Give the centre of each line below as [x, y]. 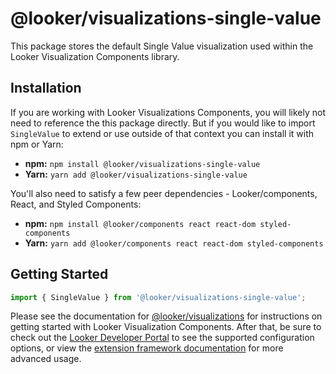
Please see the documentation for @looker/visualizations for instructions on [166, 316]
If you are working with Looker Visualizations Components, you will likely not [168, 112]
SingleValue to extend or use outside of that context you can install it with [162, 133]
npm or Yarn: [37, 144]
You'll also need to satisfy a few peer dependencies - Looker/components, [164, 193]
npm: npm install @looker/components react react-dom [140, 223]
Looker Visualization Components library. [95, 56]
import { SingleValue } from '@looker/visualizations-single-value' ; [158, 297]
